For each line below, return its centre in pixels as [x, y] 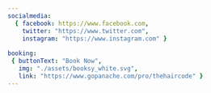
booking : [22, 53]
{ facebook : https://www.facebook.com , [82, 23]
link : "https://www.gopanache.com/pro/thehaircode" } [111, 76]
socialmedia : [30, 16]
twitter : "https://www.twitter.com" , [86, 31]
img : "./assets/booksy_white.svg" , [78, 69]
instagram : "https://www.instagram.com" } [95, 38]
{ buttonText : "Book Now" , [57, 61]
